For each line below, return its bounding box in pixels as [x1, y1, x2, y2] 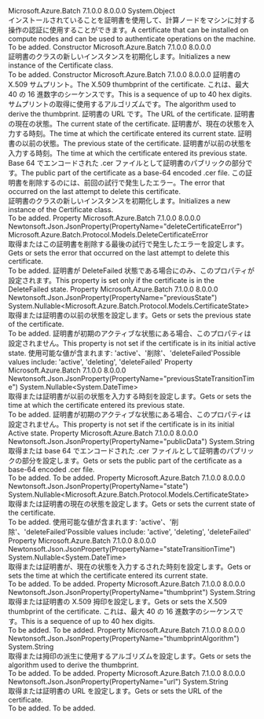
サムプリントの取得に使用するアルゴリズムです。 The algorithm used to [8, 100, 236, 108]
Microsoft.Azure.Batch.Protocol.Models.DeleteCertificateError [8, 230, 208, 239]
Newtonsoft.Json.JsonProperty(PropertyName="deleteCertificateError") [8, 222, 243, 231]
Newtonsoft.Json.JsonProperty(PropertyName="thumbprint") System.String [8, 588, 255, 596]
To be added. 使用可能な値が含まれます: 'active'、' [8, 517, 172, 526]
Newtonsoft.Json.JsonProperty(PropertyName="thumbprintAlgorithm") [8, 634, 240, 643]
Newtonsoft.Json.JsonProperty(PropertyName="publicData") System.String [8, 437, 255, 446]
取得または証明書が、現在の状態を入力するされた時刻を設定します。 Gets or [8, 562, 251, 571]
